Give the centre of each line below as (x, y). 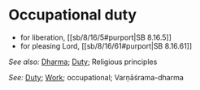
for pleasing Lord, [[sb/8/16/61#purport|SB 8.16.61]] (106, 45)
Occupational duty (72, 15)
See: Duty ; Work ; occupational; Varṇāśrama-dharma (96, 77)
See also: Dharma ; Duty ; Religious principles (83, 62)
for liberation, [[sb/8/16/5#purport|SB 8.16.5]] (96, 37)
